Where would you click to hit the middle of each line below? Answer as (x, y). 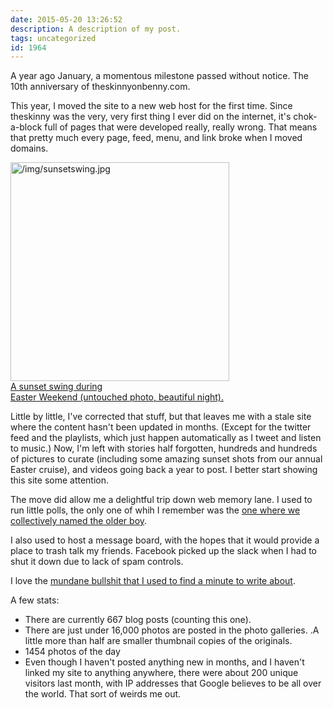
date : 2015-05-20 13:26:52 (66, 19)
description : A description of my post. (96, 29)
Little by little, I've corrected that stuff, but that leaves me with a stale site (161, 417)
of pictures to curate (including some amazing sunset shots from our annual (166, 459)
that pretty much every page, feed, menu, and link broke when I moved (156, 138)
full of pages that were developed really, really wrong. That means (181, 127)
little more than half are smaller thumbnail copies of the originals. (158, 641)
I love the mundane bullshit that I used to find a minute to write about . (153, 581)
